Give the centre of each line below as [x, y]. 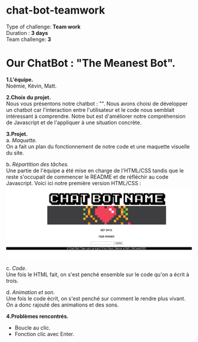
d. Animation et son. [31, 292]
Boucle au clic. [33, 328]
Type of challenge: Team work [43, 27]
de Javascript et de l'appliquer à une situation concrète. [74, 122]
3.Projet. [17, 134]
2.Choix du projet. [29, 97]
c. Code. [16, 268]
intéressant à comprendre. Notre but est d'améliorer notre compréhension [96, 116]
